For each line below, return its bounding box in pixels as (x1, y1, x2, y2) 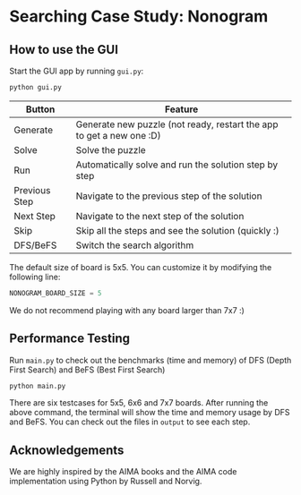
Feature (164, 103, 199, 115)
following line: (9, 271, 61, 282)
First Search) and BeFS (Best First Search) (9, 364, 166, 375)
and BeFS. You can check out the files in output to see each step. (9, 416, 251, 427)
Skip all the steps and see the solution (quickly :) (75, 224, 279, 236)
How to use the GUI (9, 42, 119, 57)
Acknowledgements (9, 442, 125, 457)
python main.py (9, 381, 66, 390)
